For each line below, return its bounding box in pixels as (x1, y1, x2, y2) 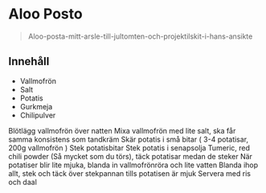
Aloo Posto (8, 5, 83, 23)
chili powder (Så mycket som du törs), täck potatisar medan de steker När (8, 151, 253, 161)
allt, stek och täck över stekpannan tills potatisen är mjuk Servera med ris (8, 168, 252, 178)
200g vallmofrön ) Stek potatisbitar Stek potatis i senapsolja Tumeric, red (8, 142, 251, 153)
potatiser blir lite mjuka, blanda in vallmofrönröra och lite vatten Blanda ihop (8, 160, 259, 170)
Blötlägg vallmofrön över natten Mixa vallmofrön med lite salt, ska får (8, 125, 236, 135)
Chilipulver (19, 110, 56, 120)
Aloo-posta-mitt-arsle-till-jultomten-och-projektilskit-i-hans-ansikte (27, 31, 253, 41)
